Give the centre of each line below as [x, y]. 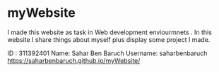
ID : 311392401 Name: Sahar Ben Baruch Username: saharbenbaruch [107, 53]
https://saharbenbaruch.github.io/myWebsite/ [74, 60]
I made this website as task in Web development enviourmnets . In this [109, 32]
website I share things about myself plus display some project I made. [109, 39]
